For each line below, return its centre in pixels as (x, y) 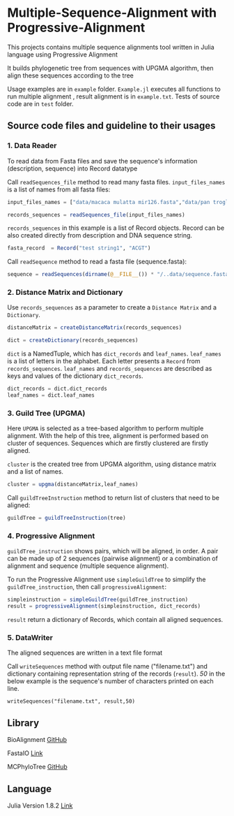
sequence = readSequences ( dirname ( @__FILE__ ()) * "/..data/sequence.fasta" (119, 275)
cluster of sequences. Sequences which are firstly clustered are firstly (108, 443)
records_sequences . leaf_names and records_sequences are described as (110, 369)
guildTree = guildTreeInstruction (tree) (67, 518)
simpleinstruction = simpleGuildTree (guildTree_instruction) (98, 600)
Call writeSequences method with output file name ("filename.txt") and (107, 666)
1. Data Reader (32, 146)
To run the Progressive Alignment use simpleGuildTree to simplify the (107, 580)
